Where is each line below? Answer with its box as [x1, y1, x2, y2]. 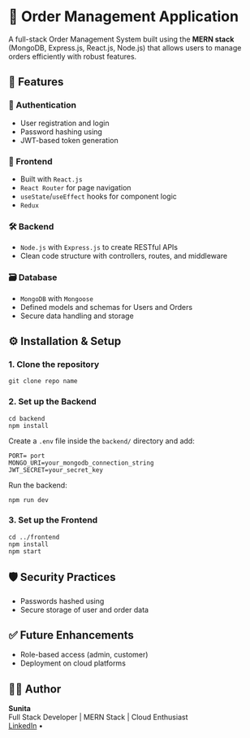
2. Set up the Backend [8, 396, 97, 408]
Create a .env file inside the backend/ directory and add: [8, 435, 195, 446]
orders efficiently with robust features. [8, 51, 137, 61]
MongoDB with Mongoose [19, 293, 93, 303]
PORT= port [8, 452, 45, 460]
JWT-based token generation [19, 135, 119, 145]
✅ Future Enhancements [8, 628, 134, 642]
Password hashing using [19, 126, 103, 137]
